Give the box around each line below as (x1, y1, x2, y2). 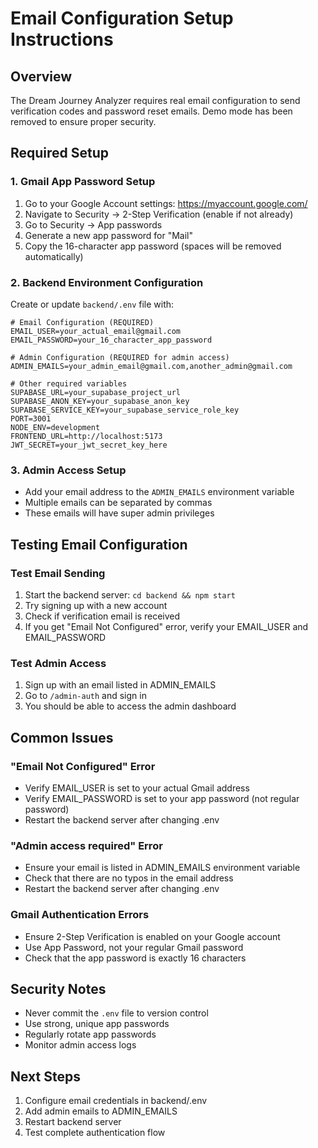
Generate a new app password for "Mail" (24, 229, 194, 241)
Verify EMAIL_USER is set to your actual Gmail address (24, 782, 250, 794)
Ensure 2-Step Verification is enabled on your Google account (24, 930, 281, 942)
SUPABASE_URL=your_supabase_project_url (10, 387, 182, 397)
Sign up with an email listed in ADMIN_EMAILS (24, 679, 217, 691)
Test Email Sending (10, 566, 106, 580)
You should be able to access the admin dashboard (24, 700, 237, 712)
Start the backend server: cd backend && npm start (24, 588, 236, 601)
